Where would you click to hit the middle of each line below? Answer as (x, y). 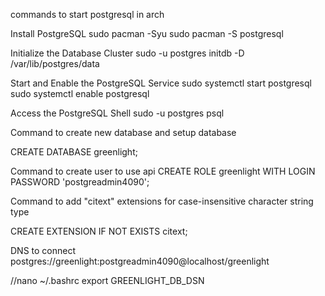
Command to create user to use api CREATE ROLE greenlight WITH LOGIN (163, 171)
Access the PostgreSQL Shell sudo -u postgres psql (117, 113)
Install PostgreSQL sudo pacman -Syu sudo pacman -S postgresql (147, 33)
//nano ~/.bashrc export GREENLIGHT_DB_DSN (107, 280)
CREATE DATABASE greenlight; (74, 152)
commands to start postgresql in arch (87, 14)
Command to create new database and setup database (123, 132)
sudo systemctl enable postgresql (80, 93)
